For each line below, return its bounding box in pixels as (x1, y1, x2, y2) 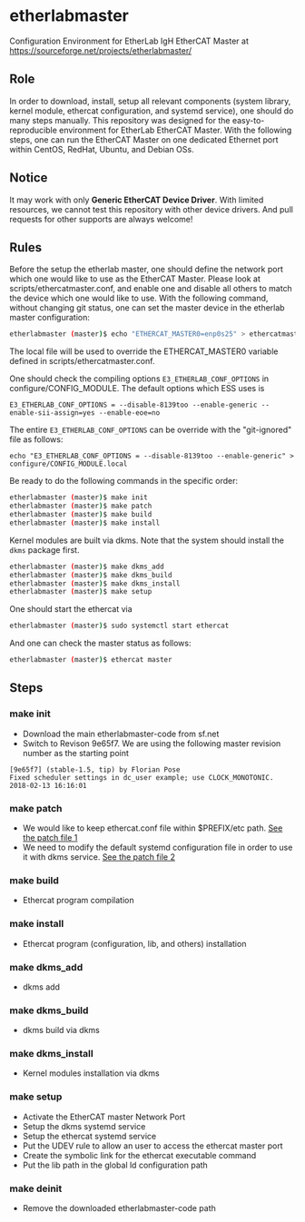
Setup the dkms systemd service (22, 1120, 146, 1131)
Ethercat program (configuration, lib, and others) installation (22, 938, 247, 949)
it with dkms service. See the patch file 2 (22, 851, 175, 862)
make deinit (9, 1182, 63, 1195)
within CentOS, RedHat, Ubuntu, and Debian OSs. (9, 143, 194, 154)
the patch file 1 (22, 832, 78, 843)
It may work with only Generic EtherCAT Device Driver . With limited (9, 194, 264, 205)
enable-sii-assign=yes (9, 409, 95, 418)
